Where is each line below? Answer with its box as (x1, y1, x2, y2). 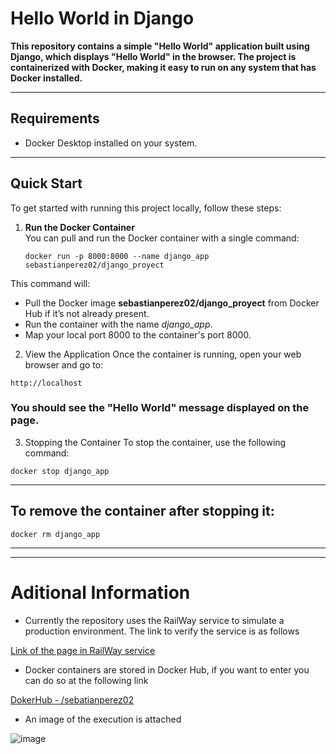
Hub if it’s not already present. (24, 307, 150, 319)
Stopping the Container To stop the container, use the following (24, 436, 287, 448)
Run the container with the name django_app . (24, 318, 213, 330)
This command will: (10, 277, 91, 289)
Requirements (10, 110, 100, 127)
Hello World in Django (10, 7, 195, 30)
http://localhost (10, 378, 83, 388)
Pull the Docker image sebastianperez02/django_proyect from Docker (24, 297, 320, 309)
